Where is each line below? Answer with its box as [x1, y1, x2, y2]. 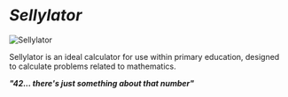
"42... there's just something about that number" [9, 78, 195, 88]
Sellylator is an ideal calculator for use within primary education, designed [9, 51, 280, 62]
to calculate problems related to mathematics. [9, 61, 176, 71]
